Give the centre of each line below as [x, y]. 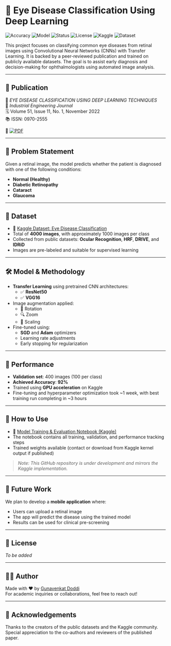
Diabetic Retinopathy [35, 184]
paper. [12, 638]
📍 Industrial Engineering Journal [39, 105]
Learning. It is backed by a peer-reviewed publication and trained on [77, 56]
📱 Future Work [28, 489]
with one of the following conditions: [44, 169]
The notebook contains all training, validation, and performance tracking [88, 437]
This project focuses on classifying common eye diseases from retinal [79, 45]
